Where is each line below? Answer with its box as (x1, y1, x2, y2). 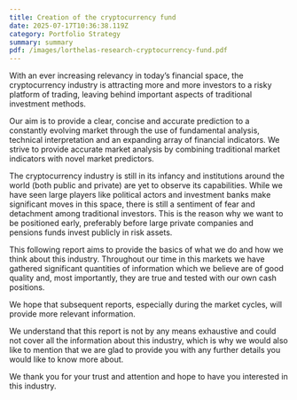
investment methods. (9, 98, 87, 109)
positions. (9, 282, 45, 293)
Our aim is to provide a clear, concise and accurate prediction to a (9, 116, 250, 127)
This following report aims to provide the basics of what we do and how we (9, 245, 284, 255)
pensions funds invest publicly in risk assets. (9, 227, 173, 238)
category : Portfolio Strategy (9, 29, 121, 38)
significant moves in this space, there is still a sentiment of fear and (9, 199, 255, 209)
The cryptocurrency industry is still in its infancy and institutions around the (9, 170, 285, 182)
